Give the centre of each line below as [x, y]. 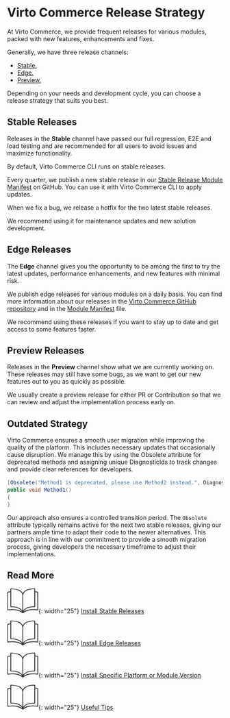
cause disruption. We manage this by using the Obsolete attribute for [104, 455]
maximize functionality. [40, 153]
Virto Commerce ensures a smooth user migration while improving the [106, 441]
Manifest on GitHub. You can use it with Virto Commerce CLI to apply [104, 187]
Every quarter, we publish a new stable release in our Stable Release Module [115, 179]
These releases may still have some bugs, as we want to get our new [104, 374]
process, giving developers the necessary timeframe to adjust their [102, 547]
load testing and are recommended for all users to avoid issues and [102, 146]
